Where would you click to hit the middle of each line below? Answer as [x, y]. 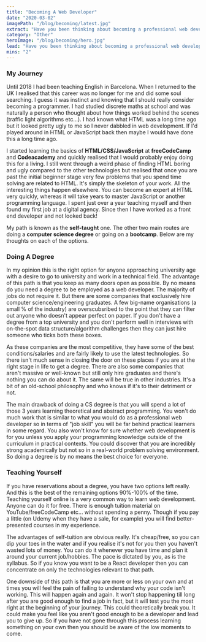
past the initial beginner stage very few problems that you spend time [94, 177]
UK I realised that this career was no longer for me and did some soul [94, 93]
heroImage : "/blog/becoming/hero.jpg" [56, 40]
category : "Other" [30, 35]
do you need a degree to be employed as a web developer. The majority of [101, 289]
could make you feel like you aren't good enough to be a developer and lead [103, 614]
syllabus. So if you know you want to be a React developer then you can [97, 563]
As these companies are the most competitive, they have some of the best [100, 347]
